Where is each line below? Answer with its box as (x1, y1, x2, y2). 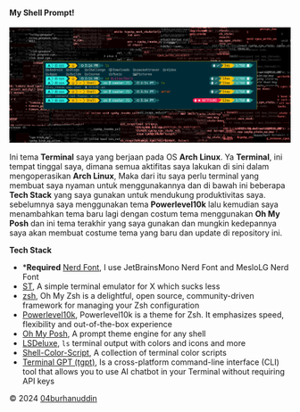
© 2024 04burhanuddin (9, 392, 98, 403)
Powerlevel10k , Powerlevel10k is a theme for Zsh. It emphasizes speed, (21, 309, 284, 320)
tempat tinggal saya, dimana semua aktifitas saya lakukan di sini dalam (9, 161, 270, 171)
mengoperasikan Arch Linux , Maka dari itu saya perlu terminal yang (9, 170, 259, 181)
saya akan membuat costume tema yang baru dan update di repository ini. (9, 227, 283, 238)
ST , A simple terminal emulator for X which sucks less (21, 281, 221, 292)
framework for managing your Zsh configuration (21, 300, 200, 310)
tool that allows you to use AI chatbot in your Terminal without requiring (21, 366, 286, 376)
